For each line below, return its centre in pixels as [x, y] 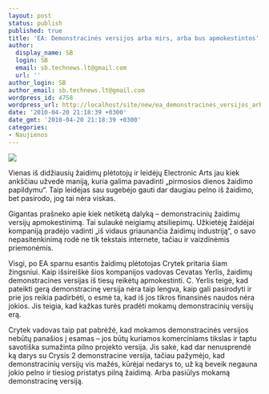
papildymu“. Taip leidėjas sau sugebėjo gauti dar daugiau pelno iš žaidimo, [131, 190]
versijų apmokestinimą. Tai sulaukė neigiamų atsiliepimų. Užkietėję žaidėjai [131, 222]
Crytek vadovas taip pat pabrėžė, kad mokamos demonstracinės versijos [128, 330]
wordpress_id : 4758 [41, 98]
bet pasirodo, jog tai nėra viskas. [62, 198]
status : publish [35, 23]
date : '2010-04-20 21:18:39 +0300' [68, 113]
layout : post [30, 16]
